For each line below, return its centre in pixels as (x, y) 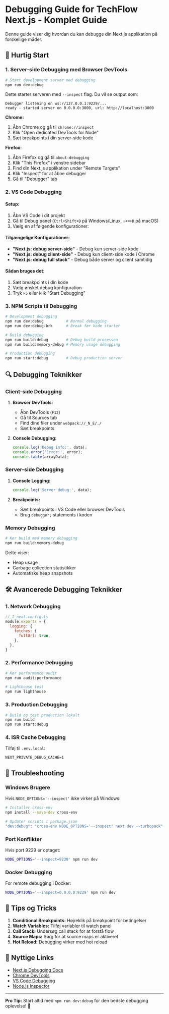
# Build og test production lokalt (43, 715)
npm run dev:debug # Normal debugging (56, 322)
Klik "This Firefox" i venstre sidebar (49, 163)
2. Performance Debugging (39, 663)
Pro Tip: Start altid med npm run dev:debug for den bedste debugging (77, 1000)
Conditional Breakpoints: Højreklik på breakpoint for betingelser (79, 920)
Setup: (12, 204)
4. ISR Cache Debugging (35, 737)
